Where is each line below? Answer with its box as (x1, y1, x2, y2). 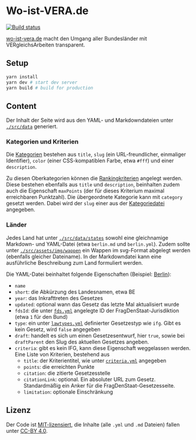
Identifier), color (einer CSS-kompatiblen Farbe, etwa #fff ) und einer (6, 157, 174, 164)
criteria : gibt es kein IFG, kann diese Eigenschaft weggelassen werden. (14, 344, 191, 351)
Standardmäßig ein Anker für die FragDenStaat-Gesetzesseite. (23, 382, 175, 389)
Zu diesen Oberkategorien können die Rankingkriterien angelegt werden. (6, 175, 183, 182)
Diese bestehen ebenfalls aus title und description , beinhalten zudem (6, 181, 180, 188)
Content (6, 101, 37, 111)
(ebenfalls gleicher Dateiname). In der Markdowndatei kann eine (6, 253, 162, 260)
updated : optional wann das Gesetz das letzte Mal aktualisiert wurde (14, 301, 180, 308)
